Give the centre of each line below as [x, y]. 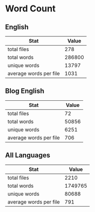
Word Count [30, 9]
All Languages [28, 155]
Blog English [25, 91]
